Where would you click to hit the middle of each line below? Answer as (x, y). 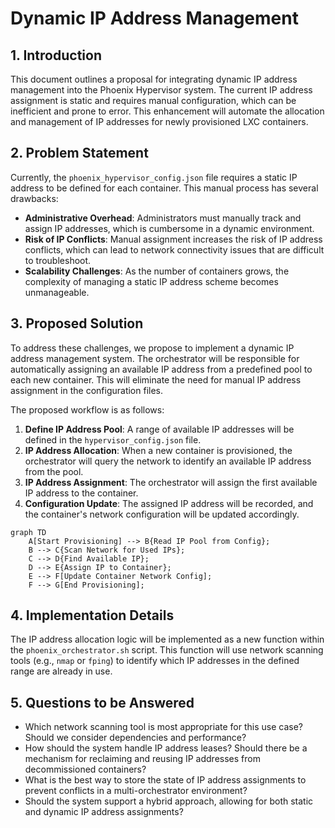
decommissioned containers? (85, 769)
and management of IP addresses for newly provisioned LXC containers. (159, 121)
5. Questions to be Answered (102, 702)
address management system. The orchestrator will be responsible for (155, 358)
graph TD (28, 532)
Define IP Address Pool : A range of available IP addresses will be (159, 429)
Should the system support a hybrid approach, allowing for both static (169, 801)
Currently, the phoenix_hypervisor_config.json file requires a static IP (154, 177)
